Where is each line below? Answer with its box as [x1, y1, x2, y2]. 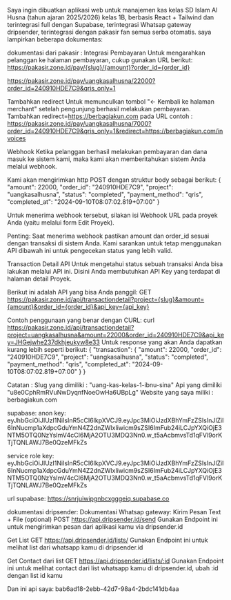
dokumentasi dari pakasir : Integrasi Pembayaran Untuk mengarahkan [7, 48, 205, 57]
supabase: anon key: [7, 409, 67, 417]
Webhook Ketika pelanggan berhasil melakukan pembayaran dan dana [7, 148, 208, 156]
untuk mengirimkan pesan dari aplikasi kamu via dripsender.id [7, 523, 183, 531]
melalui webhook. [7, 162, 57, 170]
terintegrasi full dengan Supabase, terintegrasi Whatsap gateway [7, 21, 192, 28]
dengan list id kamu [7, 572, 63, 579]
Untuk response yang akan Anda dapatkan [101, 338, 223, 346]
